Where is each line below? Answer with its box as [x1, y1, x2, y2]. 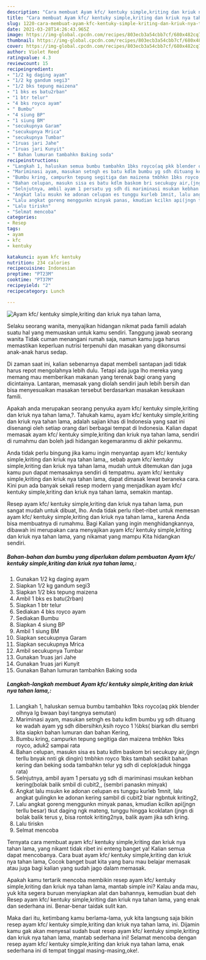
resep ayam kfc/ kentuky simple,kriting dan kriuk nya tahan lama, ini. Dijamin [7, 921, 200, 928]
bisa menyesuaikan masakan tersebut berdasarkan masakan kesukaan [7, 386, 185, 393]
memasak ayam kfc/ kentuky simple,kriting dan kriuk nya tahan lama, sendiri [7, 431, 199, 438]
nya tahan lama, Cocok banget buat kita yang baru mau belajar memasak [7, 858, 191, 865]
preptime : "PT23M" [7, 271, 54, 277]
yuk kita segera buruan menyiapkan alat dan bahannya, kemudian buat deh [7, 889, 196, 896]
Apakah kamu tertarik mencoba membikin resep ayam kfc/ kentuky [7, 876, 176, 883]
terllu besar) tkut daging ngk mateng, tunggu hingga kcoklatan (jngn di [15, 807, 194, 814]
